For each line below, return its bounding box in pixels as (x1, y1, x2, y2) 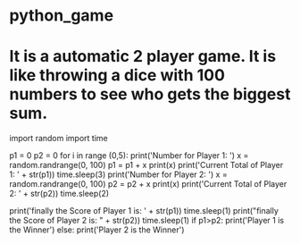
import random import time (9, 133, 109, 144)
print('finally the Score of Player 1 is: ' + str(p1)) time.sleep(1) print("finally (9, 206, 279, 216)
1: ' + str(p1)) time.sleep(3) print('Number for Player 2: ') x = (9, 169, 228, 180)
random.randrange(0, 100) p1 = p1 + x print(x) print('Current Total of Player (9, 160, 284, 171)
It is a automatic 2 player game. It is (9, 46, 277, 67)
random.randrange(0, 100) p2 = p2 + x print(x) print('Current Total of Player (9, 179, 287, 189)
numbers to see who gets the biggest (9, 84, 291, 105)
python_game (9, 5, 114, 26)
